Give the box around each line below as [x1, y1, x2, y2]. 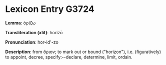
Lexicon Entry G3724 [5, 3, 95, 15]
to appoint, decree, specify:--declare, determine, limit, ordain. [5, 54, 132, 60]
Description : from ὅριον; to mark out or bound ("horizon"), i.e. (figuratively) [5, 49, 161, 55]
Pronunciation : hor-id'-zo [5, 39, 58, 45]
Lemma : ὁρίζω [5, 20, 36, 26]
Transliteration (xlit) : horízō [5, 29, 63, 35]
